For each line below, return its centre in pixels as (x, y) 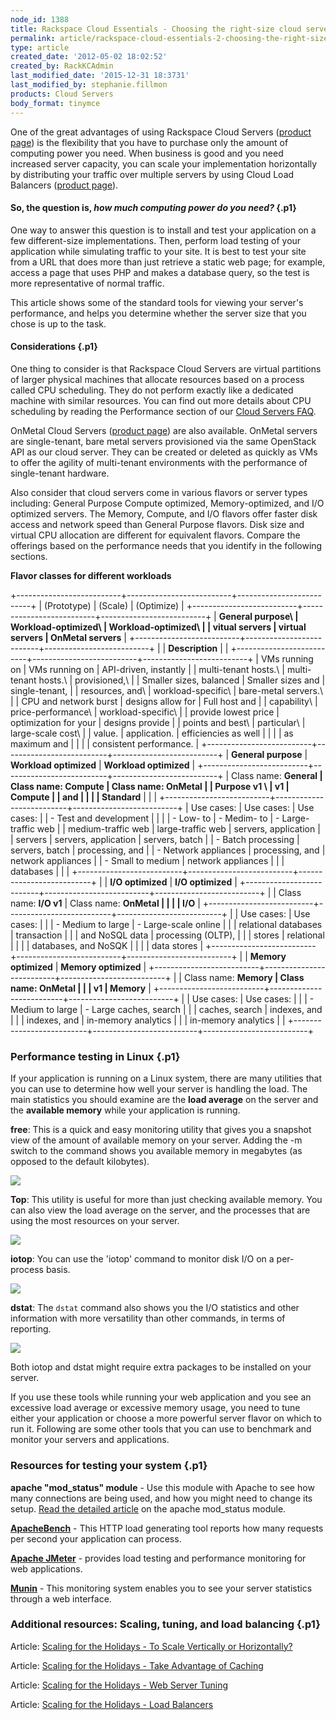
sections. (29, 556)
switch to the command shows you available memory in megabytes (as (156, 1151)
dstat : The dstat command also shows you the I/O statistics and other (155, 1308)
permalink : (33, 38)
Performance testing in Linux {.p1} (95, 1056)
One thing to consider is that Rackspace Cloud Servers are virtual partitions (166, 368)
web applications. (46, 1568)
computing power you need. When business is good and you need (147, 153)
